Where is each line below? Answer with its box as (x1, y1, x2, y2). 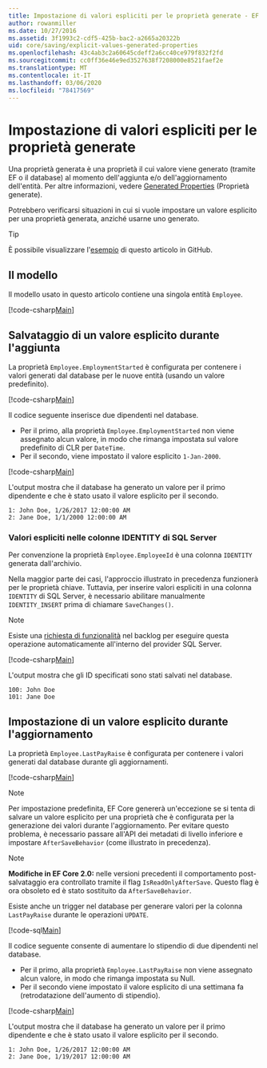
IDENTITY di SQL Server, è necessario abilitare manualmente (8, 591, 205, 601)
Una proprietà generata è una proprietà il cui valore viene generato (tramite (8, 164, 256, 174)
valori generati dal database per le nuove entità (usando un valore (8, 370, 225, 380)
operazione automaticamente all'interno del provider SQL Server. (8, 639, 222, 649)
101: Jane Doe (8, 693, 56, 702)
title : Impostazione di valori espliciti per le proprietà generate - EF (8, 11, 260, 20)
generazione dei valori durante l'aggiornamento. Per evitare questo (8, 821, 229, 831)
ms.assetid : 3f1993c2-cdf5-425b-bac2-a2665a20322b (8, 34, 181, 42)
